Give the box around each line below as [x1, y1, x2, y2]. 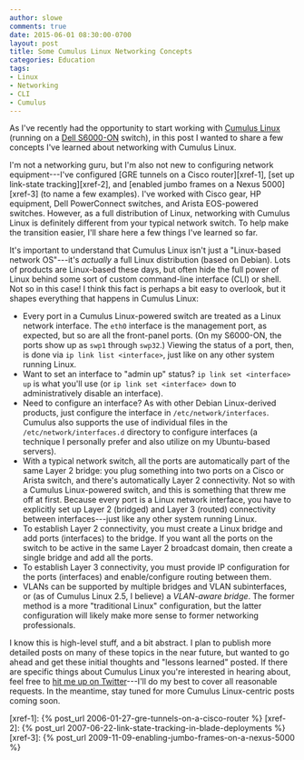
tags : [9, 65, 30, 74]
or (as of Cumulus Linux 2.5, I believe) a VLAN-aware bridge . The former [22, 591, 295, 602]
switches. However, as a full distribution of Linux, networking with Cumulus [9, 208, 290, 219]
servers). [22, 446, 57, 457]
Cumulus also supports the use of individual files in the [22, 417, 229, 428]
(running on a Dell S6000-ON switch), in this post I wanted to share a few [9, 133, 284, 144]
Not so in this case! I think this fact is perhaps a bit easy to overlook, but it [9, 284, 286, 295]
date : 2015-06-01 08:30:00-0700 [9, 30, 132, 39]
